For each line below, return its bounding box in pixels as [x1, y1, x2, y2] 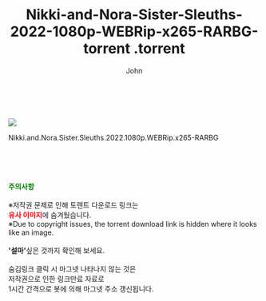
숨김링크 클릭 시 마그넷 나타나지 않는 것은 [8, 263, 137, 273]
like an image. [8, 228, 54, 237]
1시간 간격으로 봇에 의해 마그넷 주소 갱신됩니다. [8, 283, 154, 293]
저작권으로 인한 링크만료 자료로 [8, 274, 105, 283]
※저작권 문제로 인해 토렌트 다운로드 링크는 [8, 200, 139, 209]
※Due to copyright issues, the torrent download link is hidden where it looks [8, 219, 257, 228]
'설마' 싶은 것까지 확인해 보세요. [8, 245, 105, 255]
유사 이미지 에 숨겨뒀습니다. [8, 210, 92, 220]
